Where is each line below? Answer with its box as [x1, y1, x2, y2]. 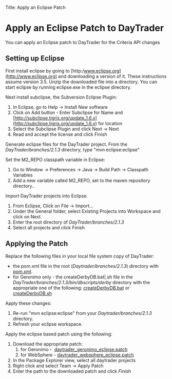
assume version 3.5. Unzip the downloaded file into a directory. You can [5, 78, 158, 85]
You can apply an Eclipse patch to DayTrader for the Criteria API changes [5, 39, 160, 45]
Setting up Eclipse [5, 54, 65, 63]
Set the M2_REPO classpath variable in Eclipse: [5, 156, 105, 163]
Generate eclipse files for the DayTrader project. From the [5, 141, 127, 147]
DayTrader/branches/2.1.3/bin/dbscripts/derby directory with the [12, 279, 150, 285]
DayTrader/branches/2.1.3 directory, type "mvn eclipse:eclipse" [5, 146, 140, 153]
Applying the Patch [5, 240, 68, 248]
